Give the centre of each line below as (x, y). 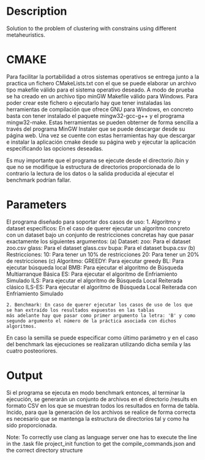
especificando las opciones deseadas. (55, 148)
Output (24, 375)
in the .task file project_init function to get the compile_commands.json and (101, 443)
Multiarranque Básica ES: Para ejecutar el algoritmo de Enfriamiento (92, 274)
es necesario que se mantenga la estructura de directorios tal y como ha (98, 418)
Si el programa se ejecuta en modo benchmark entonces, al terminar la (96, 392)
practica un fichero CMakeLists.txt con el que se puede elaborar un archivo (102, 83)
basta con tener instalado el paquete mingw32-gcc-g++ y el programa (95, 115)
